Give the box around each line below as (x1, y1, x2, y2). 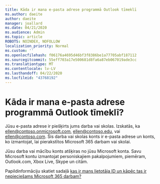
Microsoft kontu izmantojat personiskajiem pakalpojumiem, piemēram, (5, 153, 147, 159)
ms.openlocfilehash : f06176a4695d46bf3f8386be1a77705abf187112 (5, 52, 137, 58)
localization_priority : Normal (5, 44, 69, 48)
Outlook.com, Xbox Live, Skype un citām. (5, 159, 88, 164)
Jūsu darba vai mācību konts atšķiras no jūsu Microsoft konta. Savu (5, 148, 142, 154)
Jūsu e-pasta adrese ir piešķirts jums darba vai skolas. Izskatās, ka (5, 123, 140, 129)
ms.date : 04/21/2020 (5, 25, 47, 30)
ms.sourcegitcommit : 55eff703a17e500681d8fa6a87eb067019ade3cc (5, 57, 137, 62)
